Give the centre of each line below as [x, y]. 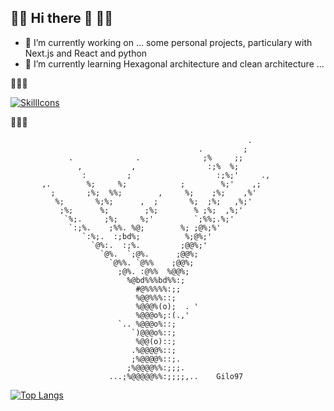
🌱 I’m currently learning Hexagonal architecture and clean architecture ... [174, 63]
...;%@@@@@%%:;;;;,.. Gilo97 [176, 376]
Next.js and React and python [86, 53]
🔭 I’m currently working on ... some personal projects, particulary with [168, 42]
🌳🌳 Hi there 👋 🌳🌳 [62, 18]
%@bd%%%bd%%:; [156, 280]
